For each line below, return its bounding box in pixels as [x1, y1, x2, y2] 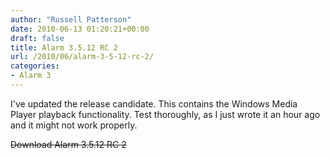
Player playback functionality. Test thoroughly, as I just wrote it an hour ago [10, 108, 321, 120]
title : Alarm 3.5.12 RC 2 [10, 42, 118, 53]
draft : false [10, 33, 65, 43]
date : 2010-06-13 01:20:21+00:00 [10, 24, 150, 34]
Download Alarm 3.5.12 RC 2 [10, 138, 127, 150]
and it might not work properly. [10, 119, 138, 131]
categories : [10, 61, 60, 71]
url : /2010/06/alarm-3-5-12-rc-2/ [10, 52, 155, 62]
